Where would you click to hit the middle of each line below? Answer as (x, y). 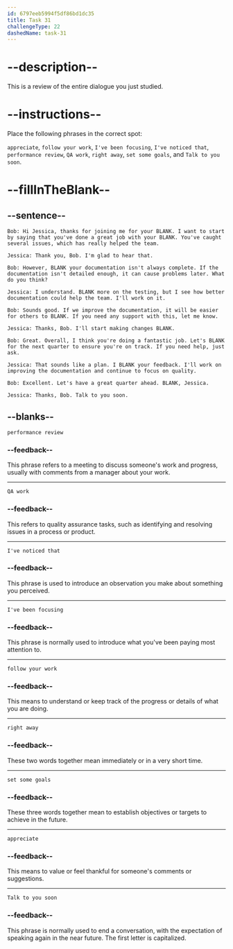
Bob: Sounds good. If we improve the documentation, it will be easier (113, 310)
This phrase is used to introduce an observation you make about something (115, 583)
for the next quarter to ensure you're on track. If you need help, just (116, 347)
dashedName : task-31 (37, 33)
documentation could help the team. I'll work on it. (87, 298)
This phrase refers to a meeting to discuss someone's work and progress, (113, 465)
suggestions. (26, 879)
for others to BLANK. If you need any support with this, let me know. (113, 316)
